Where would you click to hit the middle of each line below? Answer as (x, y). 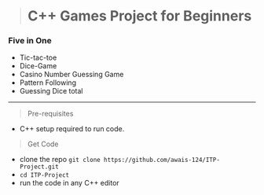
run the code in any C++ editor (69, 183)
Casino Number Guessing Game (71, 75)
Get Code (43, 144)
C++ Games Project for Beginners (139, 16)
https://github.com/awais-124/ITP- (161, 160)
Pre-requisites (50, 114)
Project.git (39, 167)
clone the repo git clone (60, 160)
